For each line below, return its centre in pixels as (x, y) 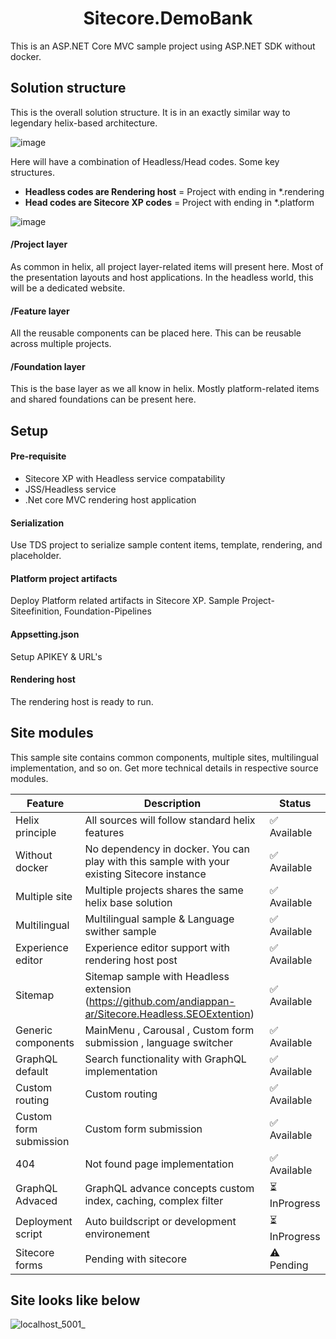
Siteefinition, (36, 611)
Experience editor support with (157, 947)
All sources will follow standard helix (170, 820)
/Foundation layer (48, 366)
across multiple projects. (61, 344)
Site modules (52, 733)
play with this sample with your (157, 861)
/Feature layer (40, 311)
